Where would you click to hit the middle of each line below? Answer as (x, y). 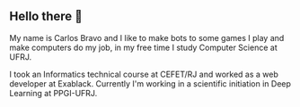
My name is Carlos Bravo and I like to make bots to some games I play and (147, 37)
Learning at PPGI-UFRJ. (53, 93)
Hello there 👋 (46, 16)
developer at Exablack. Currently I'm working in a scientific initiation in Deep (150, 83)
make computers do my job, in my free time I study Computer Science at (143, 47)
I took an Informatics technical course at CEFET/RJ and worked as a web (144, 74)
